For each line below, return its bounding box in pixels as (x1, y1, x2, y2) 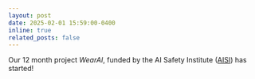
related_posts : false (8, 33, 80, 42)
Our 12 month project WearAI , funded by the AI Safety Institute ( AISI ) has (8, 55, 247, 65)
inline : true (8, 26, 52, 34)
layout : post (8, 11, 52, 20)
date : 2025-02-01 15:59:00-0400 (8, 19, 116, 27)
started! (8, 64, 34, 73)
